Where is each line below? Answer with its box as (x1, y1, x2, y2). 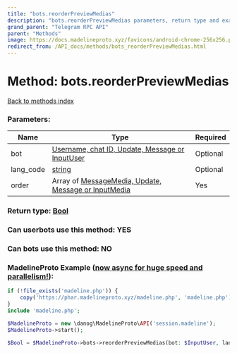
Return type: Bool (7, 206, 69, 216)
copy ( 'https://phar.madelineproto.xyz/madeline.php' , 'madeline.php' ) (20, 294, 232, 302)
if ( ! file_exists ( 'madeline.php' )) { (7, 287, 119, 295)
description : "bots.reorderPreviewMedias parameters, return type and (7, 17, 219, 24)
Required (195, 132, 226, 142)
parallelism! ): (7, 271, 54, 281)
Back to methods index (7, 97, 74, 105)
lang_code (11, 165, 46, 175)
